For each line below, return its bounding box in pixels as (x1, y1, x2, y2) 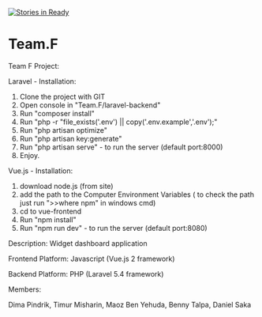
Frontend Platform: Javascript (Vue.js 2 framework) (8, 254, 175, 263)
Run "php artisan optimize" (19, 125, 108, 134)
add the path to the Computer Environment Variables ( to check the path (19, 190, 255, 199)
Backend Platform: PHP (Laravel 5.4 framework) (8, 269, 164, 278)
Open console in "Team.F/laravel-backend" (19, 100, 161, 110)
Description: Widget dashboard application (8, 238, 148, 248)
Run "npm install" (19, 214, 77, 225)
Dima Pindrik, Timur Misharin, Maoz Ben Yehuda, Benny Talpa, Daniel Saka (8, 300, 252, 309)
